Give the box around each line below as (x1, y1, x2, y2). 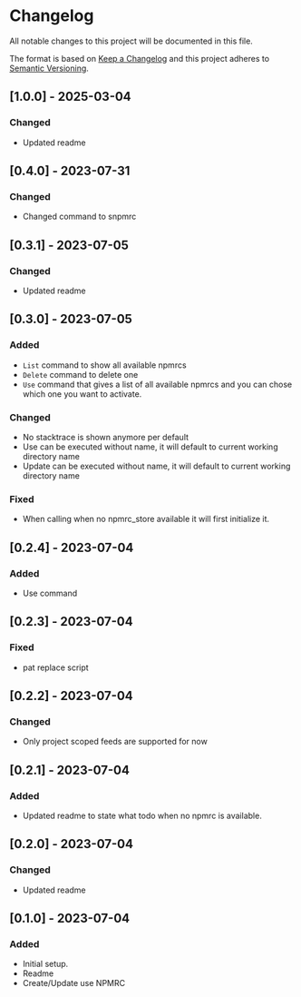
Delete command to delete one (22, 369, 139, 380)
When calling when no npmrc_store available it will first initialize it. (22, 514, 270, 525)
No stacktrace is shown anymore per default (22, 431, 189, 442)
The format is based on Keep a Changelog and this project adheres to (9, 53, 270, 64)
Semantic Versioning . (9, 63, 89, 74)
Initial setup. (22, 959, 69, 970)
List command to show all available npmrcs (22, 360, 188, 370)
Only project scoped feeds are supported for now (22, 736, 209, 747)
